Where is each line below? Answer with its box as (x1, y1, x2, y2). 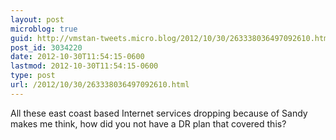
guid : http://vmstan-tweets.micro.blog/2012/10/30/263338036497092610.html (10, 33, 333, 43)
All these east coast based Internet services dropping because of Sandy (10, 107, 308, 119)
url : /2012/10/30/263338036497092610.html (10, 80, 190, 90)
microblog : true (10, 24, 78, 34)
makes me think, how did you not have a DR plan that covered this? (10, 117, 287, 130)
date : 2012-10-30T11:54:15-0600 (10, 52, 145, 62)
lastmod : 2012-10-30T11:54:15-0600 (10, 61, 159, 71)
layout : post (10, 14, 65, 25)
